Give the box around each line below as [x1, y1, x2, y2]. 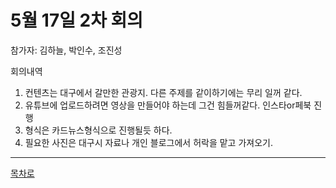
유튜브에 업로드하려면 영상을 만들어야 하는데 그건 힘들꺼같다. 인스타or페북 [24, 99, 312, 111]
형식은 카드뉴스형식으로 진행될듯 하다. [24, 124, 173, 136]
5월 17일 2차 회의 [10, 9, 144, 32]
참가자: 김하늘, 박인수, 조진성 [10, 44, 123, 56]
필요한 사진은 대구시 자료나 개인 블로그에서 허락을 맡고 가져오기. [24, 136, 273, 148]
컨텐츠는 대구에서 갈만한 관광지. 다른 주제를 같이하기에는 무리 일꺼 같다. [24, 86, 303, 98]
